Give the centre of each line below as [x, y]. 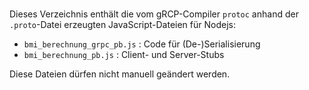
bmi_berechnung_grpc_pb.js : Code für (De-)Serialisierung [142, 44]
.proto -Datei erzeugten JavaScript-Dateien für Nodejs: [122, 24]
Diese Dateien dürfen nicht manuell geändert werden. [120, 74]
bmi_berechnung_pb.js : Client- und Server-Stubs [124, 54]
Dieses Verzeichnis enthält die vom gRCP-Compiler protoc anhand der [154, 14]
